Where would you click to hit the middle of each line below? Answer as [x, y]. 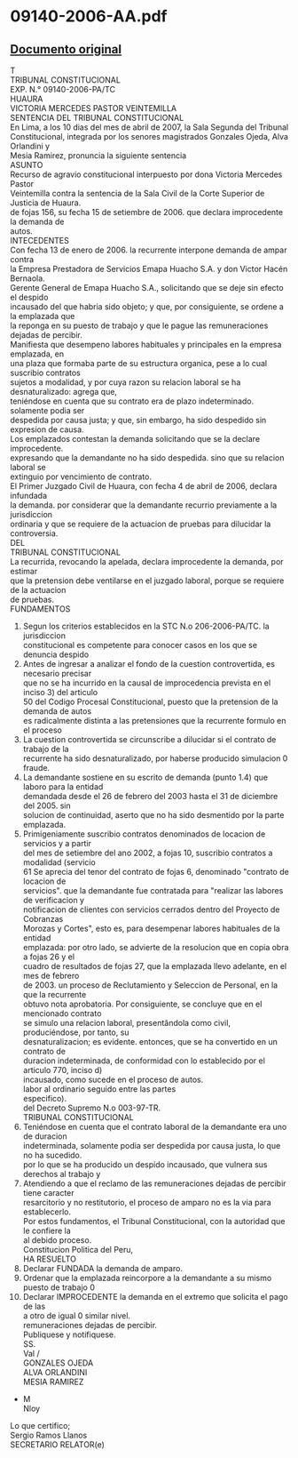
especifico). [45, 1098]
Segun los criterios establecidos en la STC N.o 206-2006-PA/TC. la [146, 626]
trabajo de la [46, 749]
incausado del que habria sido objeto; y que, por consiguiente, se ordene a [147, 307]
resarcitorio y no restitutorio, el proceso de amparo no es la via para [147, 1202]
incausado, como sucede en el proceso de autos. [113, 1079]
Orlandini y [30, 146]
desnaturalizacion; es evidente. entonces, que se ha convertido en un [150, 1041]
